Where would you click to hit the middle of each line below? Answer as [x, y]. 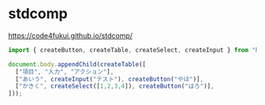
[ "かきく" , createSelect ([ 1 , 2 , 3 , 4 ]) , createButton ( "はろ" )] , [115, 86]
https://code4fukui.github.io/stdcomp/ [70, 36]
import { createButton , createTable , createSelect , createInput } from [128, 50]
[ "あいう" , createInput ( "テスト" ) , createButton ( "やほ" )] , [109, 79]
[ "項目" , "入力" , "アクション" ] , [65, 72]
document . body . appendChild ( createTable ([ [77, 64]
